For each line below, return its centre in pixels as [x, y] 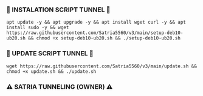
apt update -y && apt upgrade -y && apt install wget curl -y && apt [96, 22]
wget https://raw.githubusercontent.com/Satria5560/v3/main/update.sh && [102, 66]
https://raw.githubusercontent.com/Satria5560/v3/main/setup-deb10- [95, 33]
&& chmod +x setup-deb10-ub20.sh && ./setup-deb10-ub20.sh [105, 38]
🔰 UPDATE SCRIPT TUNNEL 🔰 [50, 53]
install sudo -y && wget [38, 28]
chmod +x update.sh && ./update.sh [51, 71]
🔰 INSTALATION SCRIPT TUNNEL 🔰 [58, 10]
